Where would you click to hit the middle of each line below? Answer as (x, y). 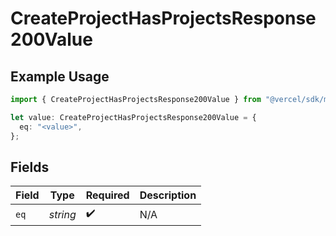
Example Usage (60, 76)
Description (168, 195)
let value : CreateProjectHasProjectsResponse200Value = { (133, 117)
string (62, 214)
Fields (30, 167)
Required (107, 195)
